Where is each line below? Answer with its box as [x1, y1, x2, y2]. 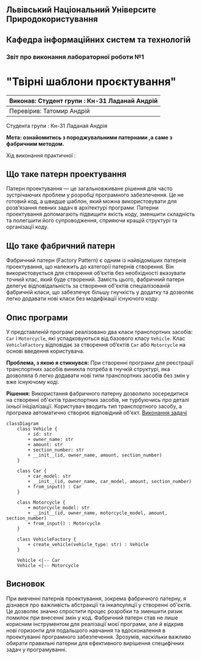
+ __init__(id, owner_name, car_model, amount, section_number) [28, 479, 192, 485]
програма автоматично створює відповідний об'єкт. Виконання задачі [6, 409, 187, 416]
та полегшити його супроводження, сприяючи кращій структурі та [6, 217, 178, 224]
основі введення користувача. [6, 348, 85, 355]
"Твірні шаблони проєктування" [6, 74, 177, 88]
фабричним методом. [6, 140, 65, 147]
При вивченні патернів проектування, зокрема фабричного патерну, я [6, 595, 187, 602]
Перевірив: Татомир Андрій [9, 106, 90, 115]
